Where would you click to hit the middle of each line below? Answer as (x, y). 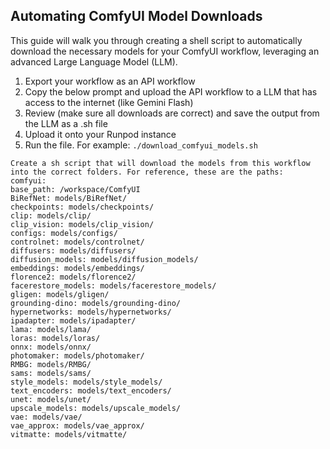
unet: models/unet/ (51, 399)
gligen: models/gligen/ (60, 294)
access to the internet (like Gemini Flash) (109, 102)
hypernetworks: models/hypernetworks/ (91, 312)
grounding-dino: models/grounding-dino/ (96, 303)
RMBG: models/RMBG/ (51, 364)
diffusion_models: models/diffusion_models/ (104, 259)
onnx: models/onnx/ (51, 347)
